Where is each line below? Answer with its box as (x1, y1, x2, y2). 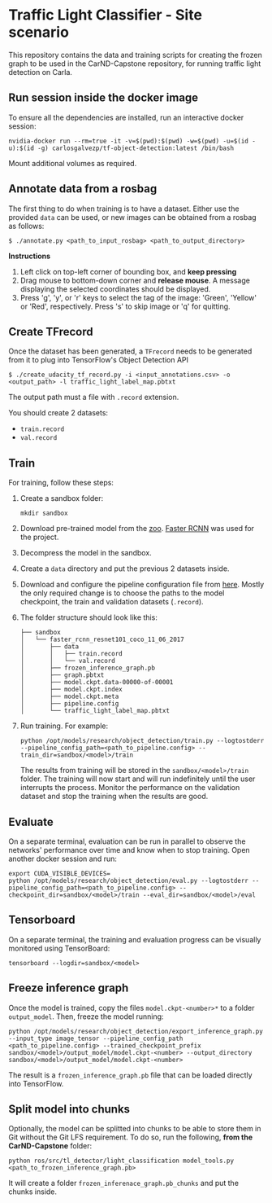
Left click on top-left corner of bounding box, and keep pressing (19, 266, 237, 276)
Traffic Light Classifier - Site (8, 6, 203, 24)
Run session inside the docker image (8, 91, 199, 105)
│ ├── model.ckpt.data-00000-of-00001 (19, 678, 174, 687)
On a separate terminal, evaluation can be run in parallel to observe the (8, 836, 246, 846)
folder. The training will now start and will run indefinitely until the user (19, 774, 256, 784)
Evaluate (8, 814, 54, 828)
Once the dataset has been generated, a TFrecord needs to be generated (8, 346, 253, 356)
